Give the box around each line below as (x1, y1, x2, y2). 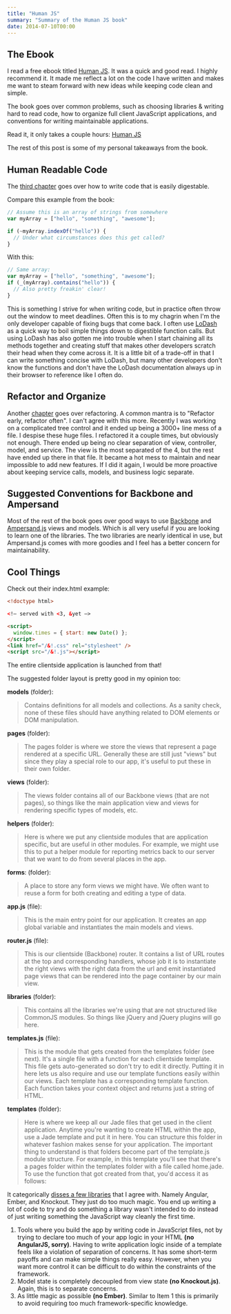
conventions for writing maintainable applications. (7, 117, 149, 125)
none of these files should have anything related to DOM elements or (23, 709, 220, 717)
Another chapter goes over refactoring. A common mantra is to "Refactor (7, 409, 215, 417)
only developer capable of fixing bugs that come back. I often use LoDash (7, 319, 217, 327)
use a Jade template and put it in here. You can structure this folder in (23, 1133, 223, 1141)
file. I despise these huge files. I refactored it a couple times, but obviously (7, 431, 219, 439)
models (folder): (7, 688, 54, 696)
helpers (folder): (7, 819, 54, 828)
